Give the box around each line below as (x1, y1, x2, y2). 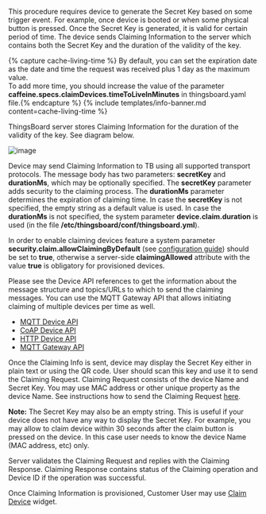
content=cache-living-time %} (8, 106, 108, 116)
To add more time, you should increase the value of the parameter (8, 81, 225, 91)
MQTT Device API (19, 317, 79, 327)
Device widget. (8, 497, 58, 506)
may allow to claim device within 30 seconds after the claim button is (8, 424, 234, 433)
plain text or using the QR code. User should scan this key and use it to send (8, 366, 258, 376)
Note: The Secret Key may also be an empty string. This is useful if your (8, 407, 245, 416)
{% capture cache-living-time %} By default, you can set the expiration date (8, 56, 257, 65)
